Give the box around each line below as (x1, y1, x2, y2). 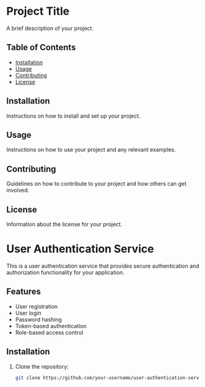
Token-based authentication (15, 322, 87, 329)
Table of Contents (6, 42, 76, 53)
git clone (15, 375, 41, 381)
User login (15, 309, 42, 317)
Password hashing (15, 315, 62, 323)
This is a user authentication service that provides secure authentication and (6, 262, 199, 269)
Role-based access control (15, 329, 84, 336)
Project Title (6, 4, 70, 18)
